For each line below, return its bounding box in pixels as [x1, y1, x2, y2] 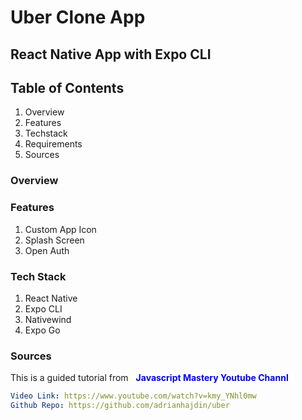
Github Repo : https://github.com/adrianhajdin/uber [10, 401, 230, 411]
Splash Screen [24, 234, 85, 246]
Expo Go [24, 324, 61, 336]
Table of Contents [10, 79, 125, 96]
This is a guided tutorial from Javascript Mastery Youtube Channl [10, 372, 289, 384]
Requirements [24, 138, 83, 150]
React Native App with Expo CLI [10, 46, 212, 63]
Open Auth [24, 244, 70, 256]
